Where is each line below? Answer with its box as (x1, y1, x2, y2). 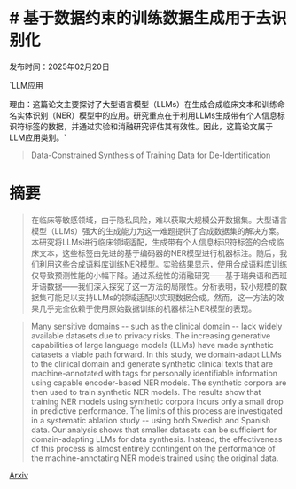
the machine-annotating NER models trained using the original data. (30, 453, 279, 463)
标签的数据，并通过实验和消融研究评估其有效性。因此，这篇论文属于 (24, 120, 273, 131)
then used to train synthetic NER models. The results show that (30, 386, 261, 397)
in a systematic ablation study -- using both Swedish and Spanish (30, 415, 271, 425)
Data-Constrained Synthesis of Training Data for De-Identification (30, 150, 271, 160)
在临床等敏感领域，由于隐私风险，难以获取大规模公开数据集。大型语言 (30, 214, 288, 225)
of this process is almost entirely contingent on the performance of (30, 443, 277, 454)
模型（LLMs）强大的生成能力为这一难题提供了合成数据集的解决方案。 (30, 225, 284, 236)
